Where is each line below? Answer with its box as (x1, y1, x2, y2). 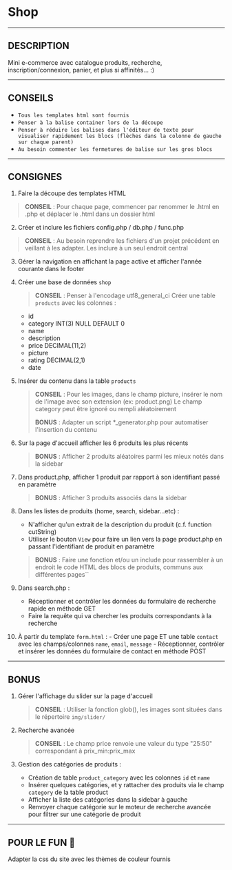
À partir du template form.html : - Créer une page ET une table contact (17, 633, 219, 641)
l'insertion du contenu (34, 426, 98, 434)
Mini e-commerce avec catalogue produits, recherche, (8, 58, 162, 66)
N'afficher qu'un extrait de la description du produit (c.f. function (28, 520, 212, 528)
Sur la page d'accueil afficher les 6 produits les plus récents (17, 439, 189, 447)
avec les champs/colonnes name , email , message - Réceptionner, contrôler (17, 640, 225, 649)
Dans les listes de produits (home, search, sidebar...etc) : (17, 507, 180, 515)
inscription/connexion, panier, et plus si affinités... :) (8, 66, 155, 74)
